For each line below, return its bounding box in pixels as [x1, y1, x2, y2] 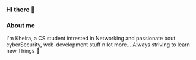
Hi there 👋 [6, 5, 36, 14]
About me [6, 21, 36, 29]
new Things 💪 [6, 48, 40, 55]
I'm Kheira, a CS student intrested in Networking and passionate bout [6, 35, 176, 42]
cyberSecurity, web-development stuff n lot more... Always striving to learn [6, 41, 190, 48]
